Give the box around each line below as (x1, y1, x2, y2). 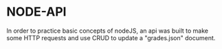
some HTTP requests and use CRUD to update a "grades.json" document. (6, 33, 216, 42)
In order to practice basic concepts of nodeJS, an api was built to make (6, 27, 209, 35)
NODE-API (6, 4, 67, 20)
